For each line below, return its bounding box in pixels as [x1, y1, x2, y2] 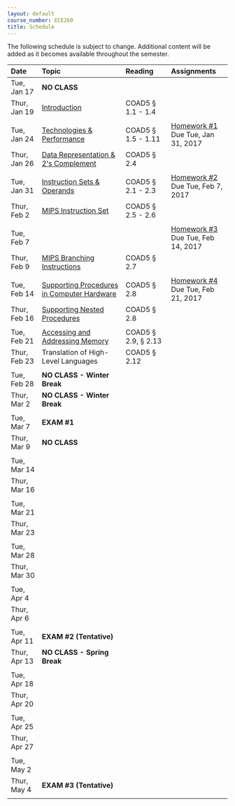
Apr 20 [10, 699, 34, 709]
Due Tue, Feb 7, [171, 181, 223, 191]
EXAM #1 [41, 418, 75, 427]
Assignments [171, 66, 217, 76]
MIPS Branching [41, 253, 95, 263]
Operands [41, 186, 75, 196]
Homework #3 [171, 225, 218, 234]
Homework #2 [171, 173, 218, 183]
